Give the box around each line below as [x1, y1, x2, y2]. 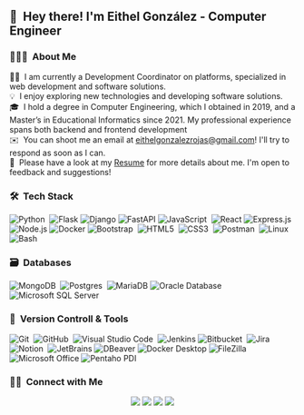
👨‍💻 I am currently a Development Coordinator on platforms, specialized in [9, 71, 287, 82]
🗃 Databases [9, 256, 72, 269]
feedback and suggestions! [9, 166, 112, 177]
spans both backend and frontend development [9, 124, 188, 134]
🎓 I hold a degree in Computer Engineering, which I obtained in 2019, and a [9, 101, 296, 112]
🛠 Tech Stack [9, 190, 74, 203]
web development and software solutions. [9, 81, 166, 92]
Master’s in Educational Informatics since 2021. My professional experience [9, 114, 292, 125]
